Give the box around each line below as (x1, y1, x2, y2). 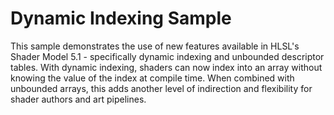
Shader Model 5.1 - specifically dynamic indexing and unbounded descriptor (10, 50, 325, 62)
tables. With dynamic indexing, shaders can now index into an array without (10, 61, 323, 73)
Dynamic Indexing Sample (10, 7, 232, 30)
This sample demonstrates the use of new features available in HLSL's (10, 40, 300, 52)
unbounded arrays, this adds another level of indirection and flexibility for (10, 82, 313, 94)
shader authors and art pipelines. (10, 93, 147, 105)
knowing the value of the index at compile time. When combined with (10, 72, 295, 84)
